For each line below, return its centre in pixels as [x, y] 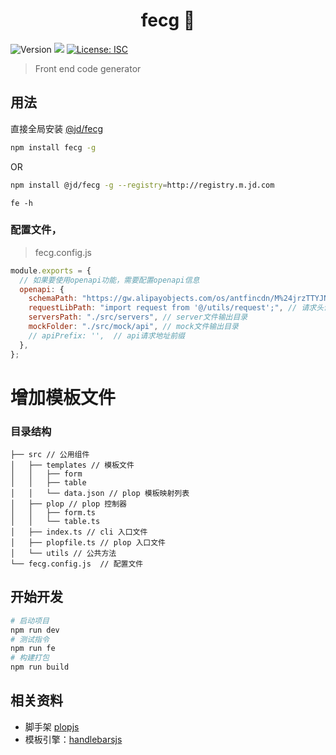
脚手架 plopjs [52, 726]
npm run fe [33, 649]
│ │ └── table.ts [55, 522]
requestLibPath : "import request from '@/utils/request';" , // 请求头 [176, 308]
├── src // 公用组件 [50, 455]
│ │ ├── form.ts [53, 513]
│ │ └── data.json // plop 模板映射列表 [100, 494]
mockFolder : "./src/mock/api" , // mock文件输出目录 [133, 327]
